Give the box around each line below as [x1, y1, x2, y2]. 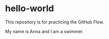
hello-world [5, 3, 54, 14]
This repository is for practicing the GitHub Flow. [5, 19, 104, 25]
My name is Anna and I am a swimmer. [5, 28, 84, 34]
